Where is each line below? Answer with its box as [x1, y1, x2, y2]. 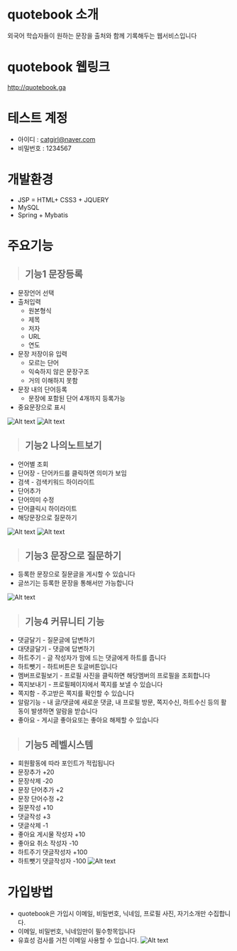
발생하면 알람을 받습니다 [31, 707, 98, 715]
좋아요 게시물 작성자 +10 [17, 830, 86, 839]
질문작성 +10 [17, 804, 54, 811]
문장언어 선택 [17, 288, 55, 297]
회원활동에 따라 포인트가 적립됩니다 [17, 759, 115, 767]
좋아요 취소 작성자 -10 [17, 839, 79, 847]
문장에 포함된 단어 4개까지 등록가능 [28, 394, 126, 402]
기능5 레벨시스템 [24, 738, 94, 751]
